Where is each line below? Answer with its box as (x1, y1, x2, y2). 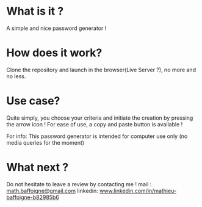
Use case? (6, 94, 60, 108)
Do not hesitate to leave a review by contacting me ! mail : (6, 180, 152, 187)
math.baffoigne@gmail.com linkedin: (6, 187, 99, 194)
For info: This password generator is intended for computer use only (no (6, 133, 188, 140)
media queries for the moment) (6, 139, 84, 146)
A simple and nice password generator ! (6, 24, 107, 32)
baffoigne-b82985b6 (6, 194, 59, 201)
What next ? (6, 161, 69, 174)
